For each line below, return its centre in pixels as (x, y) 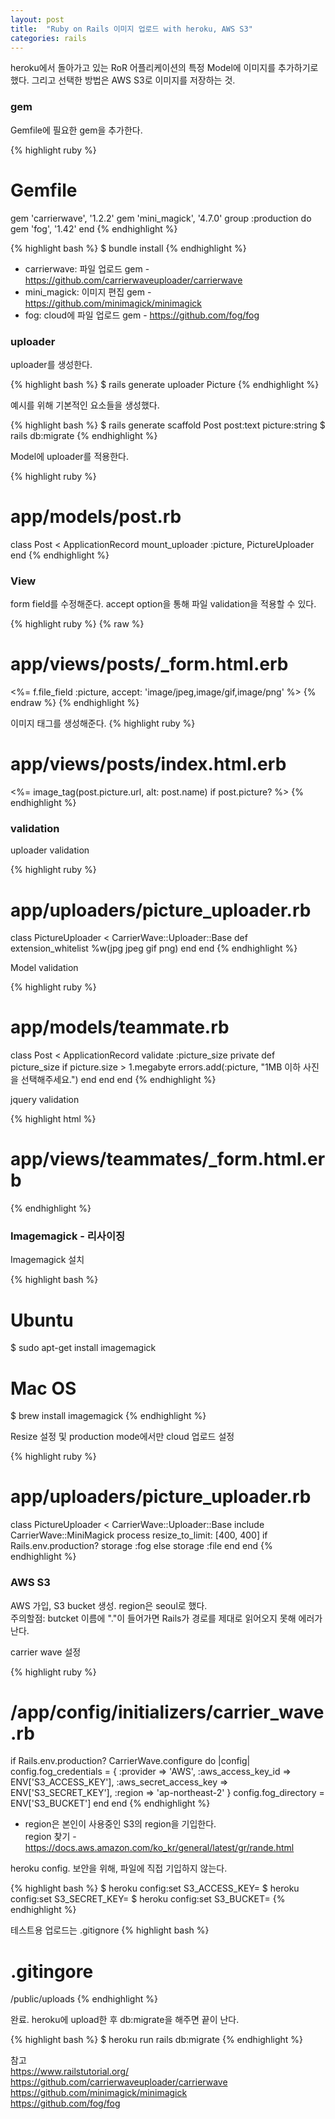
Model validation (44, 968)
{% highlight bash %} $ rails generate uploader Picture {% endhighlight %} (165, 384)
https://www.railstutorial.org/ (70, 2072)
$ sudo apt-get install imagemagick (83, 1348)
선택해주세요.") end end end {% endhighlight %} (118, 1080)
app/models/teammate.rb (120, 1027)
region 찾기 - (50, 1837)
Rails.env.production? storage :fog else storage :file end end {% (141, 1546)
